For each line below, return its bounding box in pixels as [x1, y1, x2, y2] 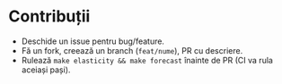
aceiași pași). [21, 64, 71, 75]
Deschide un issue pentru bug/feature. [21, 36, 165, 46]
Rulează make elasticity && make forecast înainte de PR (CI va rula [21, 55, 273, 65]
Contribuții [8, 6, 91, 27]
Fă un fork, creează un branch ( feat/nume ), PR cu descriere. [21, 45, 243, 55]
